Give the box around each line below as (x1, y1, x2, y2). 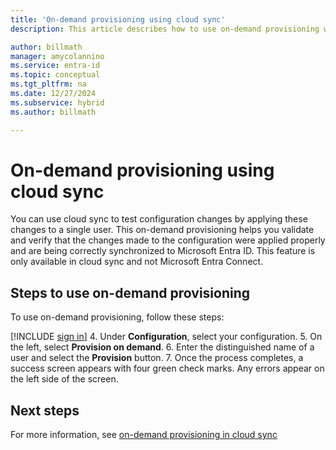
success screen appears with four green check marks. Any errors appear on (10, 362, 325, 375)
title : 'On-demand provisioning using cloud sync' (10, 14, 226, 25)
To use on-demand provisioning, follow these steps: (10, 311, 225, 323)
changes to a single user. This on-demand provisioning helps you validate (10, 224, 315, 236)
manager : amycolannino (10, 51, 105, 61)
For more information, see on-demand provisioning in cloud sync (10, 429, 278, 441)
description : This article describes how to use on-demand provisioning (10, 24, 320, 34)
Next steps (10, 402, 80, 419)
